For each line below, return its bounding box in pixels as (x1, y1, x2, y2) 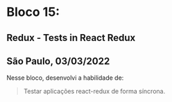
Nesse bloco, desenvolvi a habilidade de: (6, 74, 124, 82)
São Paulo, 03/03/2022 (6, 55, 110, 67)
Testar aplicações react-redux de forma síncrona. (23, 87, 166, 96)
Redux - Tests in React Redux (6, 32, 136, 44)
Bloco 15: (6, 4, 60, 20)
